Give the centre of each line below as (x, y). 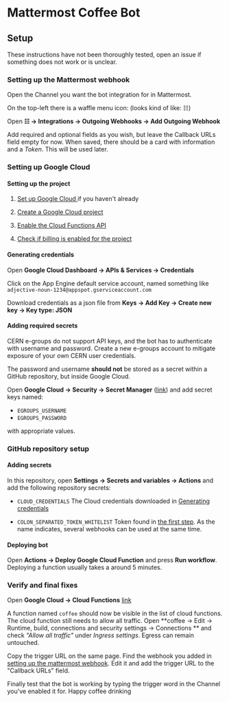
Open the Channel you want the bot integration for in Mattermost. (99, 95)
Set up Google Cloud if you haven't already (78, 199)
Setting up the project (39, 183)
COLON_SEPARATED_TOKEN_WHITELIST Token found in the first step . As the (116, 522)
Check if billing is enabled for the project (74, 239)
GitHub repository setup (48, 449)
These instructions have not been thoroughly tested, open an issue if (104, 54)
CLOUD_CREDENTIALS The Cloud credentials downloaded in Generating (113, 501)
